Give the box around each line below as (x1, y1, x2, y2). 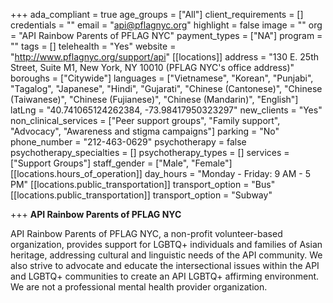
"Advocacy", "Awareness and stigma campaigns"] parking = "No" (10, 125, 280, 137)
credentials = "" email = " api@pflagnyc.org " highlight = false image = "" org (10, 19, 323, 31)
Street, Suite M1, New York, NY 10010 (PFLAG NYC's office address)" (10, 62, 295, 73)
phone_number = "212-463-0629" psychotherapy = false (10, 136, 247, 148)
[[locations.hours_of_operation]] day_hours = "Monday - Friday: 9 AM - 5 (10, 168, 311, 179)
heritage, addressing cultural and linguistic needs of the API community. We (10, 249, 323, 261)
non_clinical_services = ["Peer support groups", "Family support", (10, 115, 281, 126)
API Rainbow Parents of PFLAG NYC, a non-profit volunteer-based (10, 228, 283, 239)
